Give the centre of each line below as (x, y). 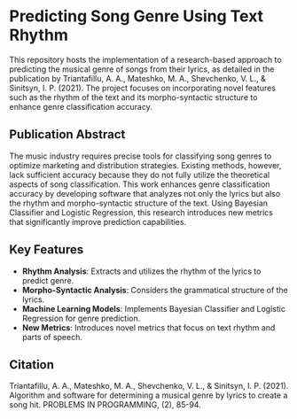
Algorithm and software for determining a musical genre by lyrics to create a (148, 395)
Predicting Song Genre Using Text (137, 16)
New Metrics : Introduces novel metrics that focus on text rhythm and (148, 327)
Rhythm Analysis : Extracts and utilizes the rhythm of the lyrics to (141, 271)
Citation (32, 365)
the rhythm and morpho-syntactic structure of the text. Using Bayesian (139, 203)
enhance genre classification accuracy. (81, 106)
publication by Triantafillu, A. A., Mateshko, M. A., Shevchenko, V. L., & (137, 78)
